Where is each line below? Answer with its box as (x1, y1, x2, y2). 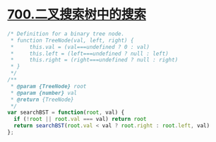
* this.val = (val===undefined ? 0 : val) (10, 43, 150, 50)
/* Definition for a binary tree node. (7, 30, 125, 37)
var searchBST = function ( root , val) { (7, 109, 125, 117)
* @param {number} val (10, 89, 78, 96)
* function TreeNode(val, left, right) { (10, 37, 134, 44)
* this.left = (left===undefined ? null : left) (10, 50, 169, 57)
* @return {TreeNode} (10, 96, 74, 103)
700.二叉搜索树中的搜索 (7, 6, 147, 23)
